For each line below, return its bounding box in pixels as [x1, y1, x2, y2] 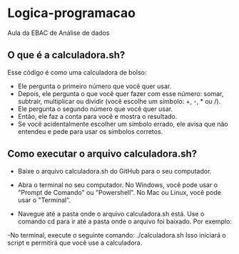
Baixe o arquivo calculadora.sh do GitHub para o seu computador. [17, 166, 212, 175]
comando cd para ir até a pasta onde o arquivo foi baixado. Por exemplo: [17, 217, 232, 226]
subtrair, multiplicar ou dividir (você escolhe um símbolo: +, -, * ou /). [17, 97, 221, 105]
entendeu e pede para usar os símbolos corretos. [17, 127, 163, 136]
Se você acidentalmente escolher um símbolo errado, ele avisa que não [17, 120, 228, 128]
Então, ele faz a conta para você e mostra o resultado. [17, 112, 178, 120]
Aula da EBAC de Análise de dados [7, 28, 110, 37]
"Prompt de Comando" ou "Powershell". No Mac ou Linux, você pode [17, 188, 221, 196]
